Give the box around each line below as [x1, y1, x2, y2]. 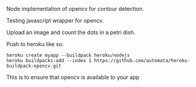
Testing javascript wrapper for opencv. [6, 17, 104, 24]
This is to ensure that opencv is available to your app [6, 74, 140, 81]
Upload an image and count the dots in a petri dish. [6, 29, 136, 36]
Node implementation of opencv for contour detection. [6, 5, 144, 12]
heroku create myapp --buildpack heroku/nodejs [6, 52, 130, 58]
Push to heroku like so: [6, 41, 64, 47]
